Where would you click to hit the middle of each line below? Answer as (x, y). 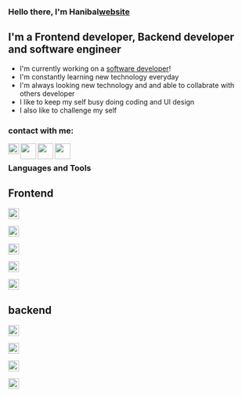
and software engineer (65, 50)
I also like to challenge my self (68, 110)
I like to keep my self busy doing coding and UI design (107, 101)
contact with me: (41, 130)
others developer (47, 94)
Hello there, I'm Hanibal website (69, 12)
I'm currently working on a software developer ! (95, 68)
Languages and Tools (50, 167)
